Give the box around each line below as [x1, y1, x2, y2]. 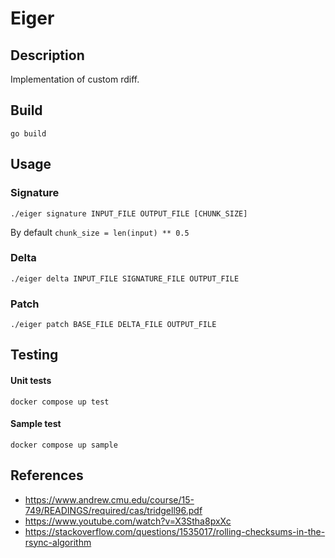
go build [10, 128, 47, 139]
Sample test [10, 418, 62, 430]
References [10, 467, 84, 484]
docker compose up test [10, 397, 110, 407]
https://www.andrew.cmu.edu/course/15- [24, 493, 195, 506]
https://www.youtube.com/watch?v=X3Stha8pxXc [24, 515, 232, 527]
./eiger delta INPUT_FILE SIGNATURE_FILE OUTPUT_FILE [10, 273, 240, 284]
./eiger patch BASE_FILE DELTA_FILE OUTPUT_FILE [10, 320, 217, 330]
